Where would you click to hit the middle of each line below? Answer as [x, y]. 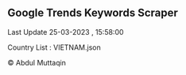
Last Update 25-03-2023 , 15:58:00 [66, 32]
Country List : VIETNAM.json [54, 47]
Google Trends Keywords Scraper [93, 13]
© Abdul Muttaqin [37, 62]
